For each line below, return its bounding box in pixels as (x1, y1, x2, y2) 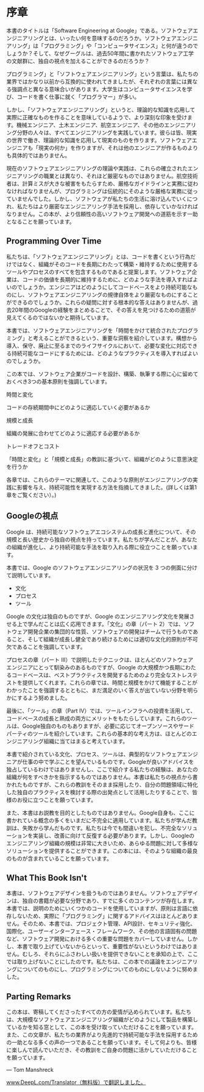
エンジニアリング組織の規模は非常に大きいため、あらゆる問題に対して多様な (6, 839, 199, 847)
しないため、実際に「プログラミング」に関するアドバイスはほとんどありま (11, 912, 199, 920)
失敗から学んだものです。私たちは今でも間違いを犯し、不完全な (22, 824, 182, 831)
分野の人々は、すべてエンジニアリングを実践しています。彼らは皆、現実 (16, 129, 197, 136)
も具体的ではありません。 (6, 152, 71, 159)
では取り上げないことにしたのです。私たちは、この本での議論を (6, 958, 166, 965)
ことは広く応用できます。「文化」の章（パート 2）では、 (43, 620, 185, 627)
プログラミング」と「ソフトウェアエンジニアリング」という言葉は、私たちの (6, 70, 199, 77)
